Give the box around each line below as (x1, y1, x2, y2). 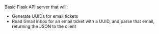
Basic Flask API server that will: (4, 4, 68, 10)
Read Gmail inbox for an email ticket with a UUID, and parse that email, (11, 19, 155, 24)
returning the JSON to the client (11, 23, 77, 29)
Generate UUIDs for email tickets (11, 13, 79, 19)
